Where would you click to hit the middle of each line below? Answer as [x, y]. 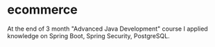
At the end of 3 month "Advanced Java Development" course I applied [108, 29]
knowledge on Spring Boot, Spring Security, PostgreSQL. [88, 35]
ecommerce [42, 10]
